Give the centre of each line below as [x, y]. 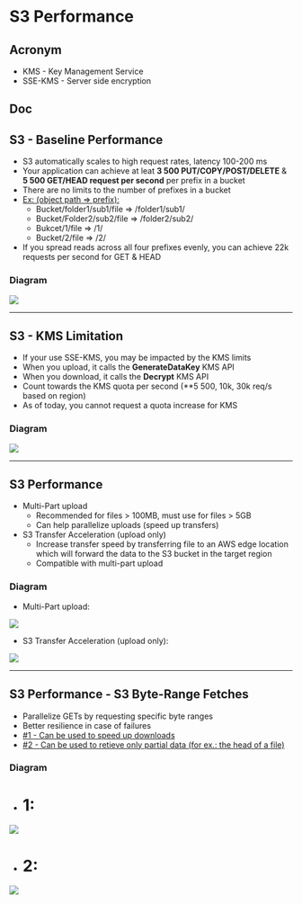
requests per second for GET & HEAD [92, 257]
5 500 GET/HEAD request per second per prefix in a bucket [133, 181]
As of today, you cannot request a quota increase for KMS [130, 406]
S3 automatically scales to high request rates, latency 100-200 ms [145, 161]
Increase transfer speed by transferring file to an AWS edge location [162, 544]
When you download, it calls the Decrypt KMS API [115, 377]
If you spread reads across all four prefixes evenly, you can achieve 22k [155, 247]
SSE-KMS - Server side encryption [87, 81]
